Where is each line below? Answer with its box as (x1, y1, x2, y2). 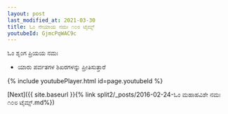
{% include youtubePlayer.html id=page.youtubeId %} (7, 77, 163, 85)
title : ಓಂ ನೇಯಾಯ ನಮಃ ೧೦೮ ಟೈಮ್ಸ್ (7, 23, 95, 30)
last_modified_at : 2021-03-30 (7, 17, 96, 24)
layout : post (7, 10, 46, 17)
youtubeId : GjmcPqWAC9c (7, 29, 77, 37)
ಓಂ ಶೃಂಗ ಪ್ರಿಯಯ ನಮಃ (7, 49, 58, 57)
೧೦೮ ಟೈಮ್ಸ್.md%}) (7, 99, 55, 107)
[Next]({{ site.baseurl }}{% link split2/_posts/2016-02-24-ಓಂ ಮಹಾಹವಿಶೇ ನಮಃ (7, 90, 221, 99)
